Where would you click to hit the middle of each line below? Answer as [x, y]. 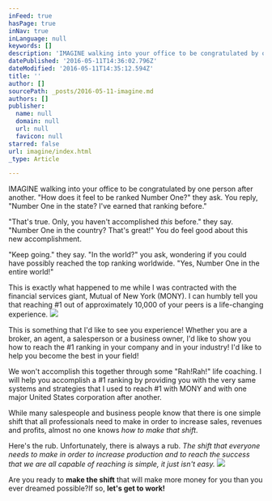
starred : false [34, 144]
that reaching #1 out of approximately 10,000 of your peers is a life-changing [136, 305]
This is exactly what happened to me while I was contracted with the [123, 287]
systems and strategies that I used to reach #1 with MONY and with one [127, 388]
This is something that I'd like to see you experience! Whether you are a [128, 330]
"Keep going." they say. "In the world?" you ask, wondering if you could [127, 255]
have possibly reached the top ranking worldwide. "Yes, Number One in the [134, 263]
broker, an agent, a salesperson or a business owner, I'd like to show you [130, 339]
